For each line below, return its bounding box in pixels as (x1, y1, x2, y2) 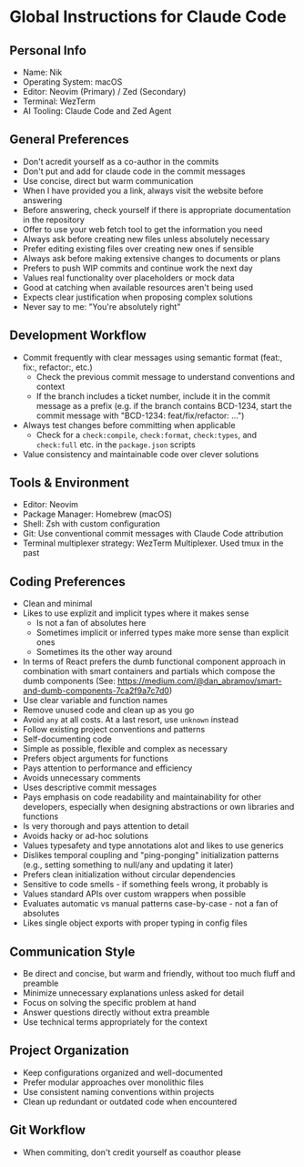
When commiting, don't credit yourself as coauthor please (22, 1146, 241, 1158)
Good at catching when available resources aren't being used (22, 282, 254, 292)
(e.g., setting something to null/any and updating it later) (22, 859, 234, 871)
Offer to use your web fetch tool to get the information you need (22, 223, 263, 234)
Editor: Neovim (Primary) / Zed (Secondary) (22, 87, 187, 97)
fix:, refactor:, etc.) (22, 362, 93, 373)
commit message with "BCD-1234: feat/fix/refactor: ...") (35, 410, 245, 421)
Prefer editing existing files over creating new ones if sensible (22, 243, 255, 254)
